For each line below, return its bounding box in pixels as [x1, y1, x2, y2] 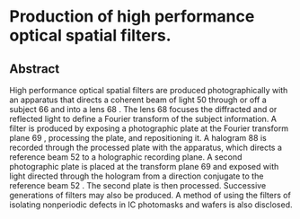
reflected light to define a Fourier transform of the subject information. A [9, 114, 277, 124]
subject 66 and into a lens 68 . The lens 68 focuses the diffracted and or [9, 104, 278, 114]
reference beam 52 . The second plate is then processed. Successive [9, 180, 267, 190]
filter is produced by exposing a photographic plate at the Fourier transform [9, 123, 289, 134]
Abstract [9, 61, 60, 76]
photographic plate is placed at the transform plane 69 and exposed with [9, 162, 279, 171]
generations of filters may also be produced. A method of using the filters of [9, 190, 292, 200]
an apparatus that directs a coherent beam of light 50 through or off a [9, 94, 267, 105]
